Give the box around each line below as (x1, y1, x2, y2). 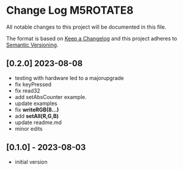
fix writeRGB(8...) (14, 106, 60, 113)
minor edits (14, 125, 43, 132)
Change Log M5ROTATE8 (6, 4, 134, 17)
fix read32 (14, 87, 41, 94)
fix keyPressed (14, 81, 52, 88)
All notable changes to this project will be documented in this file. (6, 23, 167, 30)
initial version (14, 158, 48, 165)
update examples (14, 100, 58, 107)
